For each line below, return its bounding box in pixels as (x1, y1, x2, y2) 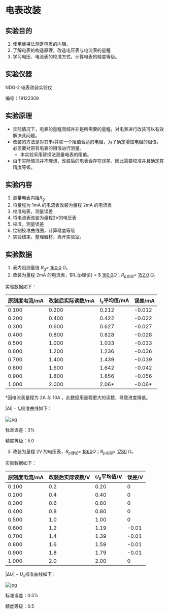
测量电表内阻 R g (12, 195, 45, 202)
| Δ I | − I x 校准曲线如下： (5, 405, 52, 412)
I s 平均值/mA (99, 297, 129, 305)
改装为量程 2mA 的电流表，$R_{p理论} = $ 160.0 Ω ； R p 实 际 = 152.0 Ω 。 (12, 271, 158, 279)
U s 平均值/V (94, 473, 123, 481)
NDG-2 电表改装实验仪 (5, 84, 52, 90)
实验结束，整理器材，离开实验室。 (12, 234, 84, 240)
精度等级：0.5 (5, 603, 35, 609)
